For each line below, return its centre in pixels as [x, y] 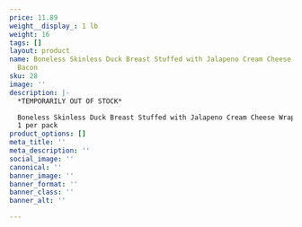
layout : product [40, 51]
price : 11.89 [34, 17]
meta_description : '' [50, 151]
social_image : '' [42, 159]
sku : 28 [24, 76]
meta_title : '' [38, 143]
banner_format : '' [44, 184]
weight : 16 [30, 34]
